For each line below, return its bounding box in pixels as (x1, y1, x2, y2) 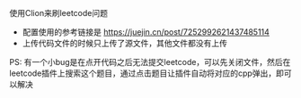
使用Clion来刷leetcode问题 (9, 8, 108, 18)
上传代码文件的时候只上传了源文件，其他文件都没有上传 (22, 38, 227, 48)
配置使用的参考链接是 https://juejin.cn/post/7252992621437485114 (22, 27, 270, 37)
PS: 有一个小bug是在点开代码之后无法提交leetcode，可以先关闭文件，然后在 (9, 57, 291, 67)
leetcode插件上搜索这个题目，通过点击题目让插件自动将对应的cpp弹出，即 (9, 68, 285, 78)
